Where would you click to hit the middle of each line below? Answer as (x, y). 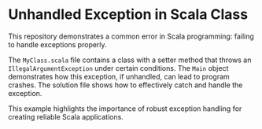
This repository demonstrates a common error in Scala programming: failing (131, 36)
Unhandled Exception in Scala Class (128, 15)
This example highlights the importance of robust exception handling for (125, 109)
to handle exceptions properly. (58, 44)
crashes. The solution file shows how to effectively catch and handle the (125, 85)
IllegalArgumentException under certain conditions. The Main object (118, 68)
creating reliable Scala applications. (66, 116)
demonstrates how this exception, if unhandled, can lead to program (119, 76)
